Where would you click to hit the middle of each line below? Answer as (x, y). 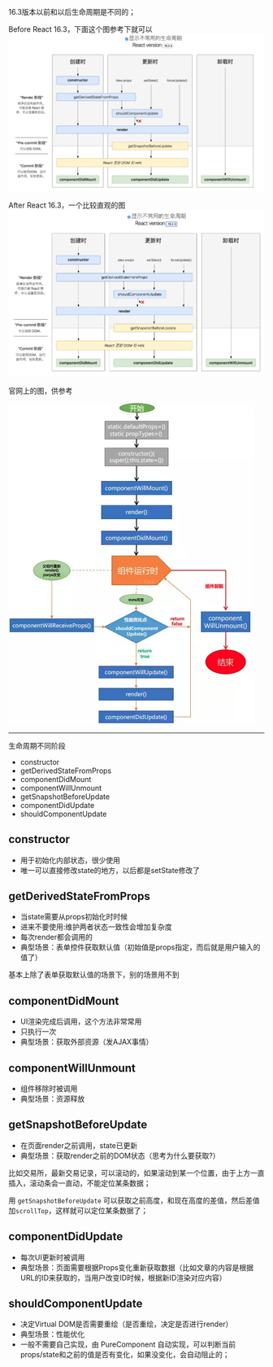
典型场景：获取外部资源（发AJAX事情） (87, 1042)
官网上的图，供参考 (41, 391)
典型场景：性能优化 (52, 1334)
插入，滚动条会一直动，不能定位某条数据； (80, 1183)
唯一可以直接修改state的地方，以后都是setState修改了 (110, 870)
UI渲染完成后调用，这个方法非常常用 (81, 1022)
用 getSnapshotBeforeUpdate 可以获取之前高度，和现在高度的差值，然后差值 (134, 1200)
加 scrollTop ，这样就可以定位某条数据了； (78, 1210)
